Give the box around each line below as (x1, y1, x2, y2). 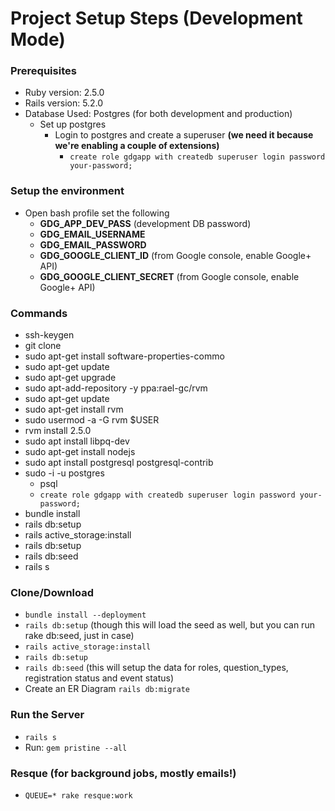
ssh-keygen (24, 329, 75, 341)
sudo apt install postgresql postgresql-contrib (24, 457, 214, 469)
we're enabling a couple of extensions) (54, 140, 220, 152)
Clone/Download (10, 586, 94, 599)
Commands (10, 306, 68, 320)
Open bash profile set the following (24, 207, 170, 219)
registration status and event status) (24, 672, 175, 684)
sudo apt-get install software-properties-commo (24, 350, 225, 362)
